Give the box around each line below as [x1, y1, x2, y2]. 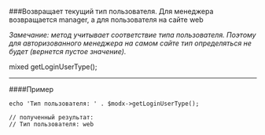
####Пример [9, 85, 54, 93]
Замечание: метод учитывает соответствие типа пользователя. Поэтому [9, 31, 256, 39]
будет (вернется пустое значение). [9, 47, 127, 56]
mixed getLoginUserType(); [9, 62, 98, 71]
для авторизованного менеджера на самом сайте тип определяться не [9, 38, 252, 48]
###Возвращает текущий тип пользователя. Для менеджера [9, 7, 214, 16]
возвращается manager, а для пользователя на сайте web [9, 15, 204, 24]
